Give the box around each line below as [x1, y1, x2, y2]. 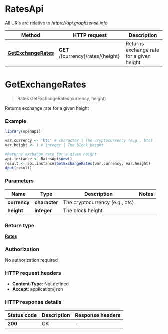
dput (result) [5, 166, 32, 171]
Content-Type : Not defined [12, 281, 69, 287]
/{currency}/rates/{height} [59, 52, 120, 59]
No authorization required [5, 257, 58, 263]
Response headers [75, 311, 121, 318]
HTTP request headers [5, 270, 61, 277]
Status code [7, 311, 37, 318]
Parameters [5, 177, 34, 184]
